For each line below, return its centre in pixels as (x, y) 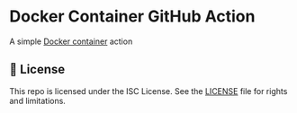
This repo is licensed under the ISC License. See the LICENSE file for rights (148, 91)
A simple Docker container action (71, 41)
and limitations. (37, 100)
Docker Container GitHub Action (132, 17)
